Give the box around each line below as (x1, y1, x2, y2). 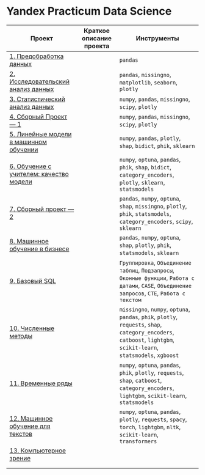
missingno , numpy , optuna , (119, 304, 190, 313)
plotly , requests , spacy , (119, 414, 187, 423)
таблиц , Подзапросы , (119, 266, 175, 274)
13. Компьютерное (9, 446, 66, 455)
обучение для (9, 422, 51, 430)
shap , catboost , (119, 376, 162, 385)
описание (81, 34, 112, 42)
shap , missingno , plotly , (119, 202, 187, 210)
